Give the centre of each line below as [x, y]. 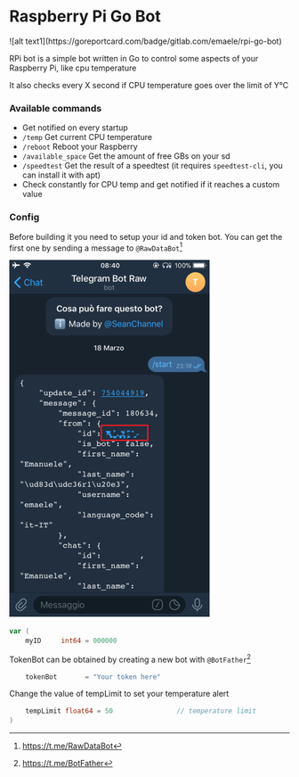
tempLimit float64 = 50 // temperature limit [141, 711]
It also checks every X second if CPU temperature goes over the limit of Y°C [149, 85]
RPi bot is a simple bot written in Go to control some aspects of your [134, 58]
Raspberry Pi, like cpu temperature [73, 68]
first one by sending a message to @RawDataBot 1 [96, 247]
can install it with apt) [61, 175]
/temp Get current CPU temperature [87, 137]
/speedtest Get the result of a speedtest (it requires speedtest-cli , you [152, 166]
